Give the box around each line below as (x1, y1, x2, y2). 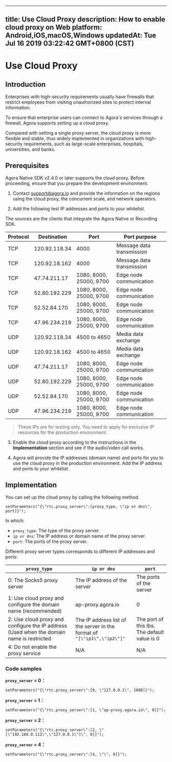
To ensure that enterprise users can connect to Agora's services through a (5, 115, 163, 121)
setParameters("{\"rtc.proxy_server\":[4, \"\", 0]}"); (5, 752, 127, 757)
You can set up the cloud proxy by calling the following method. (5, 494, 140, 501)
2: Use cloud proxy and (8, 616, 64, 623)
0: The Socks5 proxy (8, 577, 58, 584)
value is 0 (136, 635, 160, 642)
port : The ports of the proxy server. (12, 539, 88, 545)
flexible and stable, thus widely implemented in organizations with (5, 136, 144, 142)
